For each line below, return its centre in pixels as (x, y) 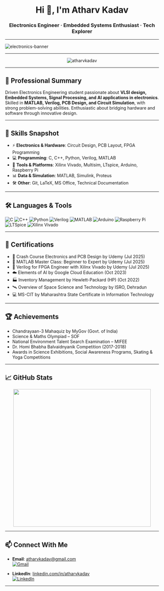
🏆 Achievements (32, 317)
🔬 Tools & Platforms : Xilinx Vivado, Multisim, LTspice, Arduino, (75, 165)
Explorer (82, 31)
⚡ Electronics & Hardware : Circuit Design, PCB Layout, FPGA (74, 145)
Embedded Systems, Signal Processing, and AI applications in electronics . (82, 98)
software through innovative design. (41, 113)
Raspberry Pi (25, 170)
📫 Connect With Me (37, 545)
